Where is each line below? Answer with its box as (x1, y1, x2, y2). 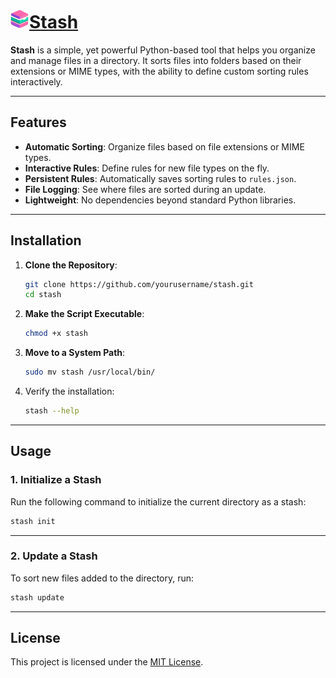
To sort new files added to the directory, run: (10, 572, 195, 584)
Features (10, 114, 67, 131)
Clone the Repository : (24, 259, 118, 271)
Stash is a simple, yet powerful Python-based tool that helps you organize (10, 44, 316, 56)
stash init (10, 516, 56, 526)
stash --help (24, 406, 80, 416)
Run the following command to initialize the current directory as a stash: (10, 495, 307, 508)
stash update (10, 592, 65, 603)
